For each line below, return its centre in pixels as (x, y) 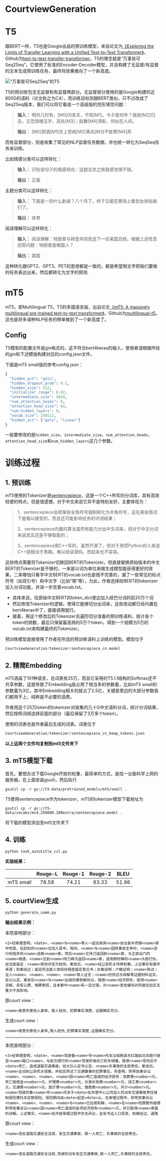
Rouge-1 (74, 873)
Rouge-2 (100, 873)
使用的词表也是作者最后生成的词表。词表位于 (51, 724)
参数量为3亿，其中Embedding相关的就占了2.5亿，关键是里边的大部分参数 (80, 691)
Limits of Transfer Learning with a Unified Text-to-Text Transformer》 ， (77, 53)
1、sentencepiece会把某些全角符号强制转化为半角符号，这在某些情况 (87, 512)
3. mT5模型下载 (29, 761)
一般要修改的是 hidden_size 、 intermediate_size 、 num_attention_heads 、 (79, 435)
